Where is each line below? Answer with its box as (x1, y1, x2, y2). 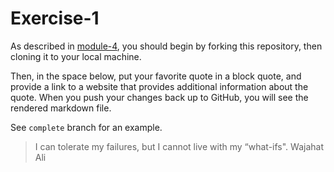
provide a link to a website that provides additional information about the (10, 80, 309, 92)
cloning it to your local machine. (10, 50, 142, 62)
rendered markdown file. (10, 102, 112, 114)
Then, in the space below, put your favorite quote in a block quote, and (10, 70, 302, 82)
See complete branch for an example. (10, 121, 163, 133)
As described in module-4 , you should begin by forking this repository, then (10, 40, 323, 52)
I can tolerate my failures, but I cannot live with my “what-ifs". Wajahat (34, 140, 324, 152)
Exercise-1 (10, 7, 100, 30)
